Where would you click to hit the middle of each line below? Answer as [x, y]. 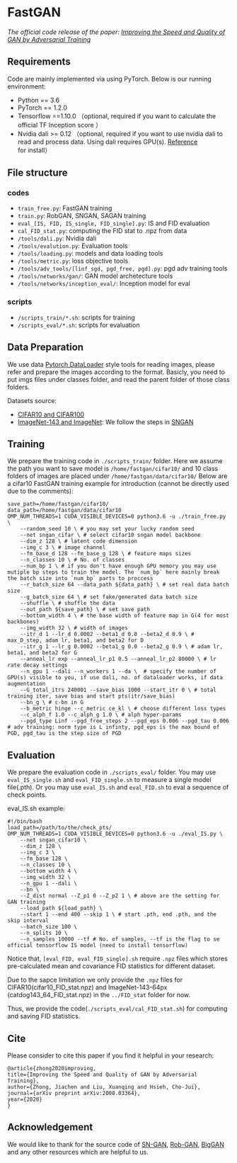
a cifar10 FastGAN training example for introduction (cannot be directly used [118, 484]
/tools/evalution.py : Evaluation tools [73, 246]
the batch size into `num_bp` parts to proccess [80, 579]
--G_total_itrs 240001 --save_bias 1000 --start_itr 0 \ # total [118, 690]
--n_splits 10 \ [44, 933]
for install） [34, 150]
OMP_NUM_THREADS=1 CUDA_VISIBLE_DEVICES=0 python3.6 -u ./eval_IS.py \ [115, 834]
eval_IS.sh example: [36, 809]
